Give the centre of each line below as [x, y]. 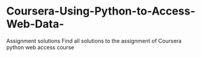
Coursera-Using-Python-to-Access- [101, 11]
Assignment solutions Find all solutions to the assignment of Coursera [94, 41]
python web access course [40, 47]
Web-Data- [35, 24]
